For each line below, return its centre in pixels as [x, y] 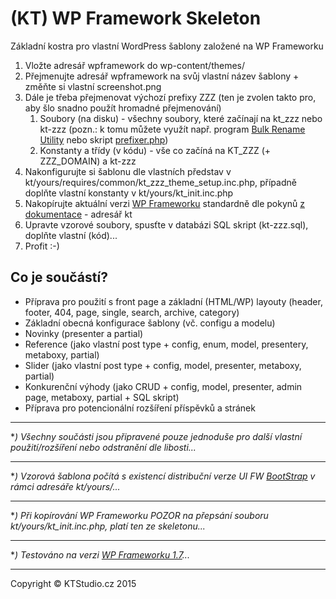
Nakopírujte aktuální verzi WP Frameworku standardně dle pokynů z [164, 203]
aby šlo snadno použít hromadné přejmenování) [123, 108]
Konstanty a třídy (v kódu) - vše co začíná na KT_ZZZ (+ [155, 150]
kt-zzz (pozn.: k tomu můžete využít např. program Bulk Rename [172, 129]
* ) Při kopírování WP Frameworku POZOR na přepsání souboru [139, 515]
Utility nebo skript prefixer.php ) [104, 139]
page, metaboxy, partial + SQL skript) [102, 397]
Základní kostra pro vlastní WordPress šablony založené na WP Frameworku [167, 46]
